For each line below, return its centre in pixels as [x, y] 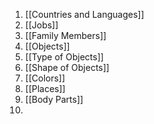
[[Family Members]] [65, 35]
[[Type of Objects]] [64, 57]
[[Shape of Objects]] [67, 67]
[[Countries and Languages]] [84, 14]
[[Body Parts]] [54, 99]
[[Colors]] [45, 78]
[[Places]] [45, 88]
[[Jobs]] [41, 25]
